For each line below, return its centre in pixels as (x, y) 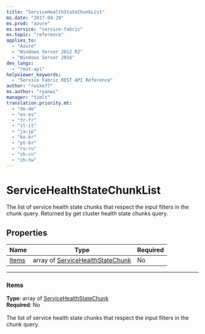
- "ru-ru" (24, 148)
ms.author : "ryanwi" (33, 92)
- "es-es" (24, 114)
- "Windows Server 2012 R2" (48, 52)
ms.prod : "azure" (28, 23)
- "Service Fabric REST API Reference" (63, 80)
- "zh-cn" (24, 154)
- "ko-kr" (24, 137)
